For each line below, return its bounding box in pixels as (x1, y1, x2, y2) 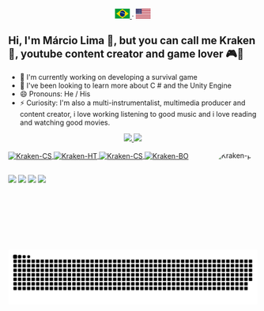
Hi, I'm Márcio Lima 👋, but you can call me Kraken (8, 34, 256, 47)
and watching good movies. (19, 118, 111, 127)
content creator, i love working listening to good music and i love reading (19, 109, 257, 118)
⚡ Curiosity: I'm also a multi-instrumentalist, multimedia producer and (19, 98, 246, 107)
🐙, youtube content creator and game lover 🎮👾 (8, 47, 244, 61)
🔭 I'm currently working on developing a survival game (19, 72, 198, 81)
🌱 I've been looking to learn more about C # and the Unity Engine (19, 81, 232, 90)
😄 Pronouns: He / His (19, 88, 91, 99)
